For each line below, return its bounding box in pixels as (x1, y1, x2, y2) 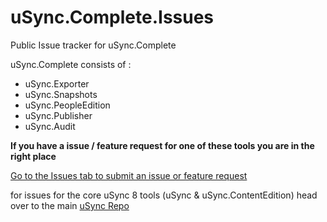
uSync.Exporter (24, 77, 90, 90)
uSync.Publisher (24, 109, 93, 121)
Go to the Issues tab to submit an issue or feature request (10, 169, 248, 181)
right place (10, 150, 57, 162)
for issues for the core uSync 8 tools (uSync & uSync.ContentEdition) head (10, 189, 318, 201)
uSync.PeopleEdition (24, 99, 111, 111)
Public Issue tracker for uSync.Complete (10, 39, 177, 51)
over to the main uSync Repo (10, 199, 130, 211)
